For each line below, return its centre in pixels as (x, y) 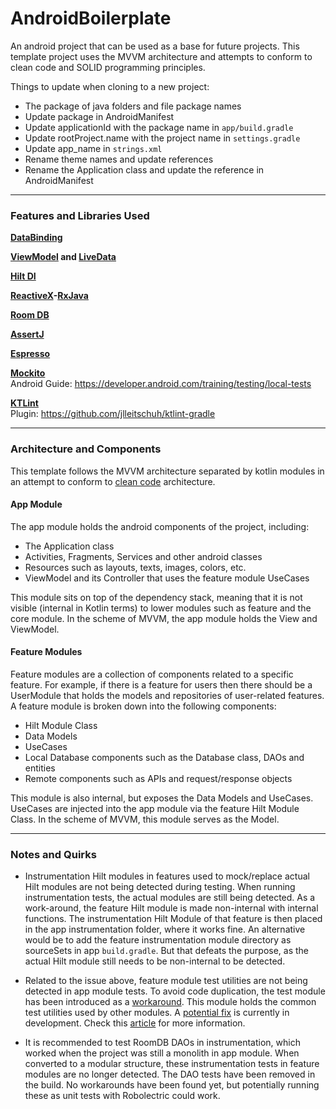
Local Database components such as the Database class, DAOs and (164, 757)
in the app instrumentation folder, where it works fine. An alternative (165, 929)
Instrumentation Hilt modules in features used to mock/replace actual (167, 876)
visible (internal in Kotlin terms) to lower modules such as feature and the (161, 608)
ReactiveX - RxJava (49, 296)
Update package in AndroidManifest (99, 116)
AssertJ (27, 334)
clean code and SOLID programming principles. (108, 67)
